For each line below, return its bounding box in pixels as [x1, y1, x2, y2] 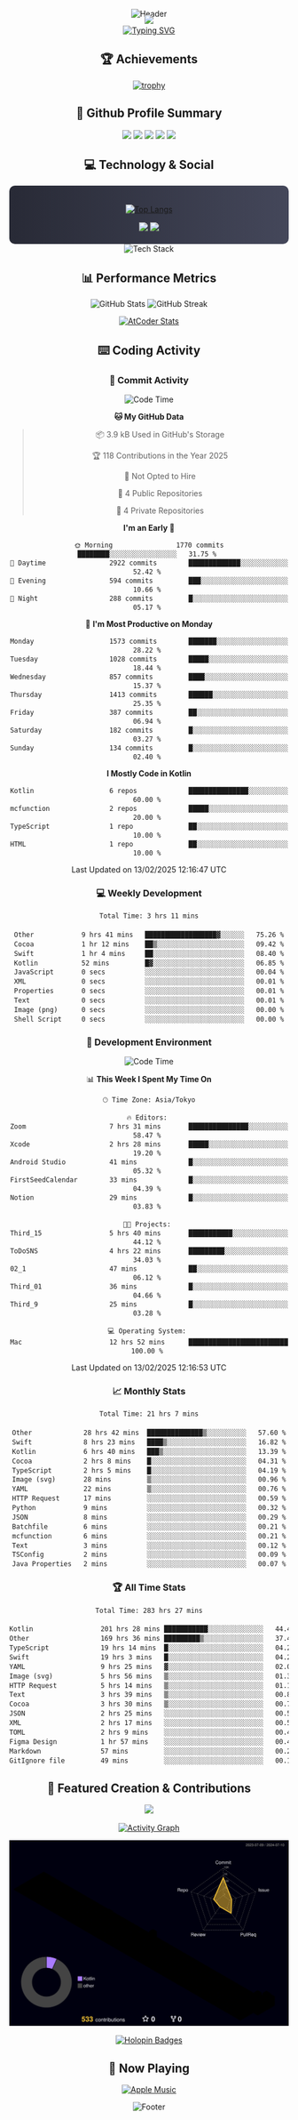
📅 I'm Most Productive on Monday [85, 618, 213, 629]
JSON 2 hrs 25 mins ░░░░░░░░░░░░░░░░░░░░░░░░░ [9, 1709, 264, 1718]
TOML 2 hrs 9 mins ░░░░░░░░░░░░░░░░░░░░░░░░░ [9, 1728, 264, 1737]
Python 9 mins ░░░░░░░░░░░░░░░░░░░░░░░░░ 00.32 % [12, 1504, 286, 1513]
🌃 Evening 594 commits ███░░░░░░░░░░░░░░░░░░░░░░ [10, 576, 288, 585]
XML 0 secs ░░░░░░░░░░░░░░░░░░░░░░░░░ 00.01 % [13, 977, 285, 986]
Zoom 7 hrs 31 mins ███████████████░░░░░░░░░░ [10, 1122, 288, 1131]
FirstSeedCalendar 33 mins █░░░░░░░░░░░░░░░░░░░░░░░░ [10, 1176, 288, 1184]
